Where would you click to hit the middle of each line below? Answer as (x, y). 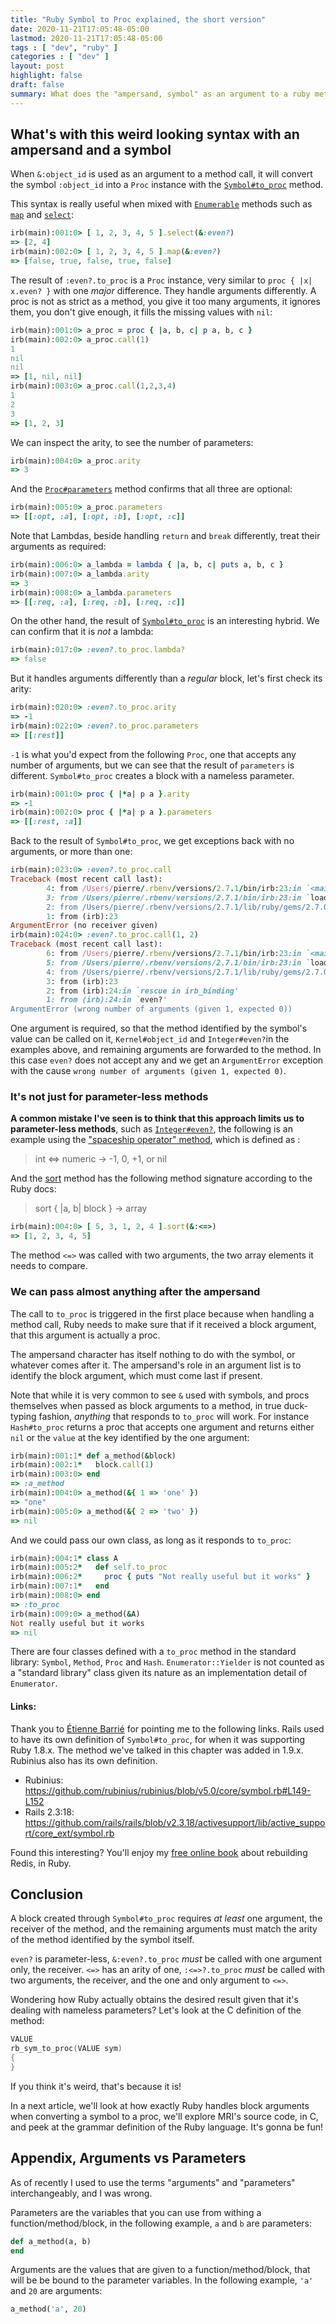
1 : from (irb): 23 (82, 916)
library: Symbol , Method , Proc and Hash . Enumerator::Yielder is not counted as (167, 1662)
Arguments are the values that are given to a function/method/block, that (160, 2270)
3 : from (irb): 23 (82, 981)
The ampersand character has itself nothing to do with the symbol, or (153, 1354)
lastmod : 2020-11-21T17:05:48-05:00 (86, 38)
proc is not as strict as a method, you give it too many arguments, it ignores (165, 301)
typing (23, 1416)
